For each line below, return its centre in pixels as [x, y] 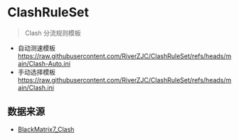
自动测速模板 [36, 48]
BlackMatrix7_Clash [46, 129]
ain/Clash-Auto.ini [44, 63]
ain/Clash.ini [36, 87]
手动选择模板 [36, 72]
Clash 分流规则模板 [53, 33]
